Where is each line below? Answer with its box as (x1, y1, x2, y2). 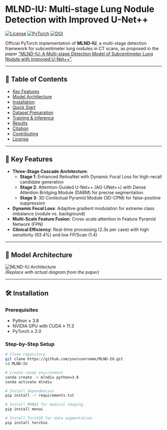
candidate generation (19, 179, 64, 185)
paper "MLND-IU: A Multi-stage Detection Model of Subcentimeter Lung (5, 51, 153, 57)
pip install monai (5, 407, 43, 412)
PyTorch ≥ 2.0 (12, 328, 41, 334)
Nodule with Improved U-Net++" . (5, 56, 73, 62)
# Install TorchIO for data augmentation (5, 416, 92, 421)
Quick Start (12, 104, 36, 110)
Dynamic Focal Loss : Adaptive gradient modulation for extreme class (12, 205, 155, 211)
